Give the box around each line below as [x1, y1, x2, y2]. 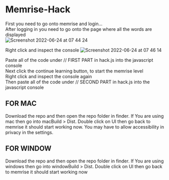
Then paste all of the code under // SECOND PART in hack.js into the [5, 79, 150, 85]
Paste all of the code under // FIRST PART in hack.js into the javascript [5, 57, 154, 63]
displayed [5, 31, 26, 38]
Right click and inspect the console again [5, 73, 92, 79]
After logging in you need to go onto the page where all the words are [5, 26, 152, 32]
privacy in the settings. [5, 129, 54, 135]
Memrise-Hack [5, 4, 71, 15]
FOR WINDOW [5, 144, 52, 153]
